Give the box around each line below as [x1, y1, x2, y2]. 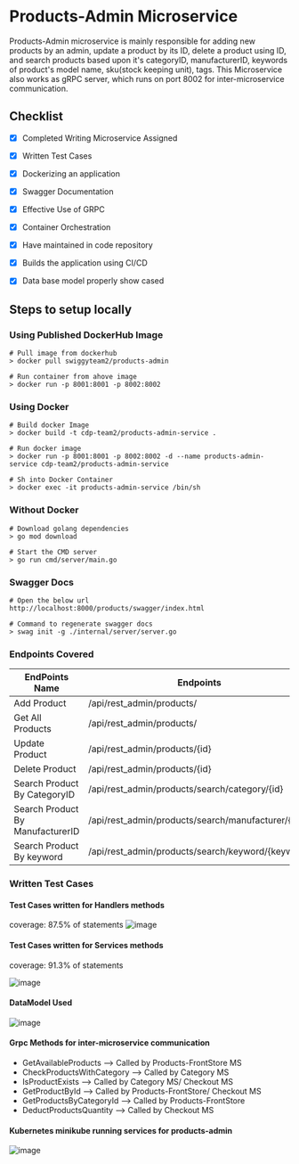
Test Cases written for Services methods [9, 939, 164, 950]
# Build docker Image [9, 421, 90, 430]
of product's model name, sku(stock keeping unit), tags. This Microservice [9, 64, 283, 75]
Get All [13, 711, 42, 724]
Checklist [9, 109, 64, 124]
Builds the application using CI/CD [21, 258, 149, 268]
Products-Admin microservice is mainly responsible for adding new [9, 36, 256, 46]
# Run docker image [9, 444, 82, 454]
